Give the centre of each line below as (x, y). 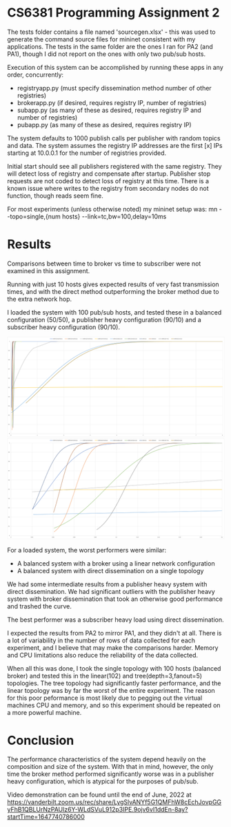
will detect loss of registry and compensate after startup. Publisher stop (109, 174)
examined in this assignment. (49, 270)
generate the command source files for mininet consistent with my (101, 39)
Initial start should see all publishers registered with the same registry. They (114, 166)
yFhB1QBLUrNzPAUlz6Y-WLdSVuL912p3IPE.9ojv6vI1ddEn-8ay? (98, 810)
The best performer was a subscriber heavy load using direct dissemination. (115, 620)
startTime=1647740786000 (46, 817)
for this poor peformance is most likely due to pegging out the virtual (105, 698)
